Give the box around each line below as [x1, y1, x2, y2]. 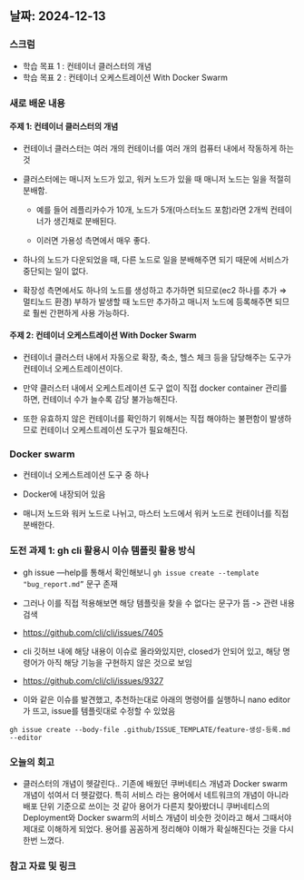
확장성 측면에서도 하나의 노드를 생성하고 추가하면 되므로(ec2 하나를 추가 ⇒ [22, 284, 288, 295]
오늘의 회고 [9, 756, 55, 768]
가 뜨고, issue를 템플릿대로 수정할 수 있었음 [22, 705, 176, 716]
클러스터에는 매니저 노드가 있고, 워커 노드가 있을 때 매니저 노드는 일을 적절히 [22, 173, 292, 184]
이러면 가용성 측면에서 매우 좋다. [35, 234, 151, 245]
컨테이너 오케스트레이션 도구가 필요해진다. [39, 425, 189, 436]
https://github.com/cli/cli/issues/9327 [22, 675, 164, 686]
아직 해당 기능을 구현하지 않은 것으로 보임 [46, 657, 192, 667]
